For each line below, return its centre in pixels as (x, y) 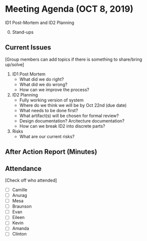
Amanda (21, 228)
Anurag (20, 195)
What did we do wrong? (43, 84)
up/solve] (15, 64)
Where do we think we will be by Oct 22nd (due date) (73, 105)
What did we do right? (42, 79)
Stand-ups (23, 32)
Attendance (23, 168)
